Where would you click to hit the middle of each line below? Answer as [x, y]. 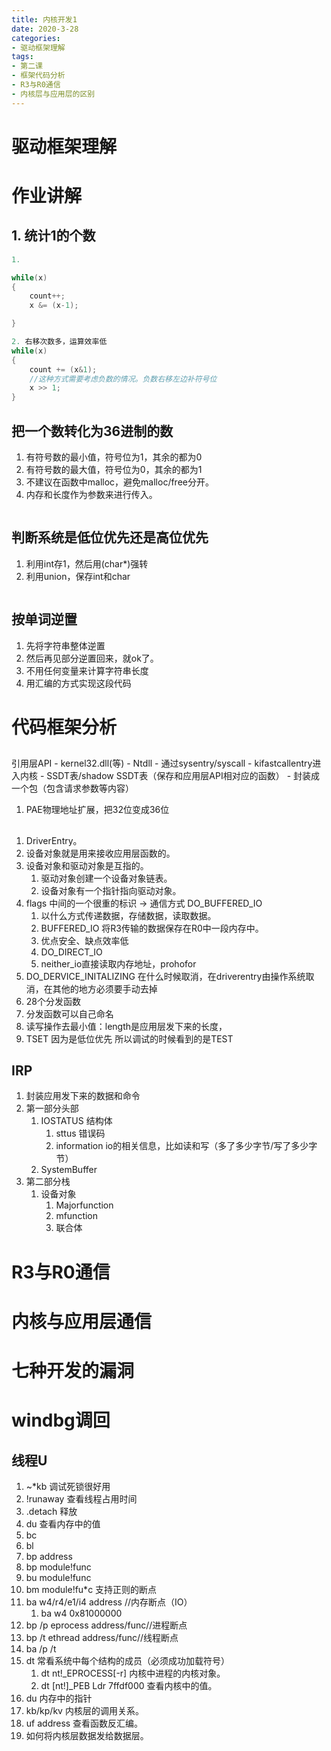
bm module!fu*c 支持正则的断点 [91, 1589]
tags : [22, 57]
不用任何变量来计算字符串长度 [87, 670]
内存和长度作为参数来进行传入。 [91, 494]
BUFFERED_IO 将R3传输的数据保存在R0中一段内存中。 [152, 928]
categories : [36, 38]
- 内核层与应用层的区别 [53, 94]
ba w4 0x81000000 [81, 1613]
